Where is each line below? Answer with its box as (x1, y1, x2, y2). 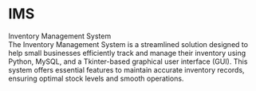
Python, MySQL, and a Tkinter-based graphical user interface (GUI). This (8, 57, 248, 66)
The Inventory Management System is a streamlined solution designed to (8, 39, 249, 49)
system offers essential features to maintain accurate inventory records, (8, 65, 245, 74)
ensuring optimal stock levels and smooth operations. (8, 73, 184, 83)
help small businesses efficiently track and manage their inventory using (8, 48, 246, 57)
